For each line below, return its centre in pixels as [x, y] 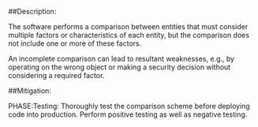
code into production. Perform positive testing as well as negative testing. [128, 114]
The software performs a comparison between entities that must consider [128, 26]
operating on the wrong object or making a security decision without [120, 67]
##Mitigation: [30, 91]
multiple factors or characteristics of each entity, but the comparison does [129, 35]
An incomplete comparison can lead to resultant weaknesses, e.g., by [122, 59]
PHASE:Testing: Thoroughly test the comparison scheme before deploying [129, 106]
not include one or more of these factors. [75, 43]
